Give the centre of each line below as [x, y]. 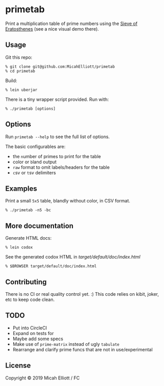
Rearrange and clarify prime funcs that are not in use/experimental [83, 349]
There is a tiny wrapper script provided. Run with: [57, 99]
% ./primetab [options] [31, 109]
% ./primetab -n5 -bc [28, 210]
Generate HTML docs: [29, 238]
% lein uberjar [21, 90]
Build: [11, 81]
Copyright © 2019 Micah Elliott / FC [43, 378]
